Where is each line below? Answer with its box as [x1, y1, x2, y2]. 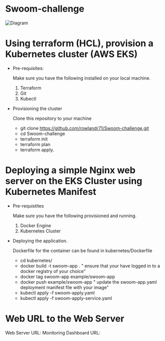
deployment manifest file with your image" [20, 284, 109, 290]
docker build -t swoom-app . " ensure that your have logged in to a [20, 262, 160, 269]
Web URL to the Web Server [5, 313, 124, 324]
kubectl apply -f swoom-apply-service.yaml [20, 295, 113, 301]
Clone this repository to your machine [12, 115, 92, 121]
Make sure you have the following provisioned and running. [12, 213, 137, 219]
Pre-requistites [12, 202, 44, 209]
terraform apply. [20, 147, 54, 153]
